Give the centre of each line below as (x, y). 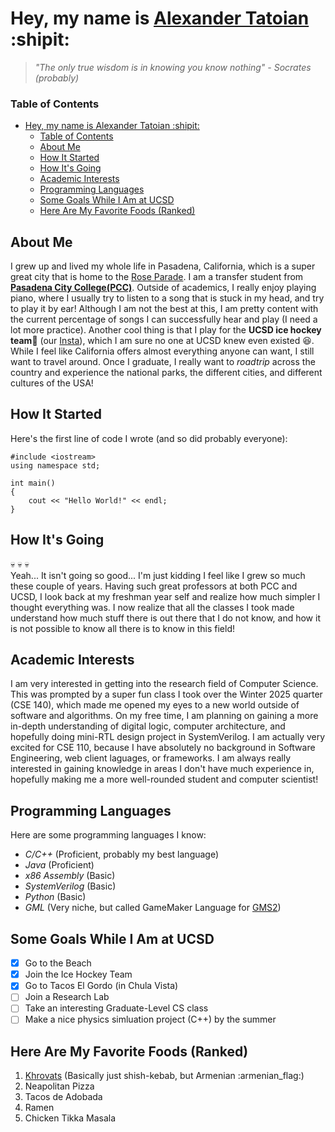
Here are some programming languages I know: (108, 835)
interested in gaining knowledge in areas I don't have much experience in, (162, 769)
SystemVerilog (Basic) (70, 886)
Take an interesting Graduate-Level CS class (116, 1008)
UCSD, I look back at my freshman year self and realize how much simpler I (165, 596)
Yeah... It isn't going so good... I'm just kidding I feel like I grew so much (158, 575)
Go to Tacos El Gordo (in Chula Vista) (101, 986)
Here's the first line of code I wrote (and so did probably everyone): (149, 438)
